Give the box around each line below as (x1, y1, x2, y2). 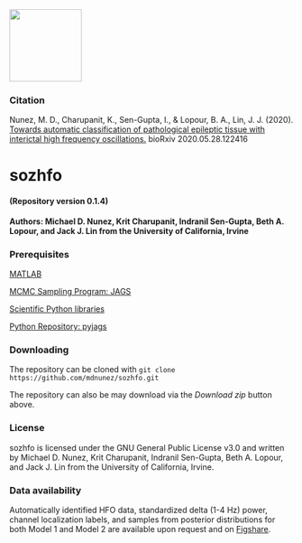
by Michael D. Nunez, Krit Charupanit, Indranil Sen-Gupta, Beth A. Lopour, (9, 452, 284, 463)
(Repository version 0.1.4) (9, 196, 109, 207)
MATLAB (9, 268, 42, 279)
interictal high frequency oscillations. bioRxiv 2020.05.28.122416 (9, 134, 248, 145)
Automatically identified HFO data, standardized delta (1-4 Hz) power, (9, 504, 268, 515)
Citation (9, 94, 45, 107)
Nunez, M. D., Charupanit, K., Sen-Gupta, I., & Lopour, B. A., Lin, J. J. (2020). (9, 115, 294, 126)
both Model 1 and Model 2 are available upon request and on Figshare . (9, 523, 271, 534)
